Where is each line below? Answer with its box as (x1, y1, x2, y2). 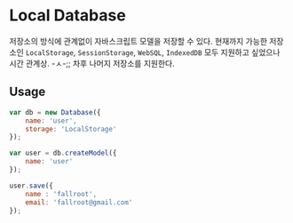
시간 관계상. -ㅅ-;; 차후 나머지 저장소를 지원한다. (9, 58, 175, 68)
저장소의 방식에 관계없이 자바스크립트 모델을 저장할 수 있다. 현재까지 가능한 (9, 36, 268, 46)
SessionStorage (77, 48, 134, 58)
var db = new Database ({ (9, 108, 101, 116)
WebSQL (137, 48, 162, 58)
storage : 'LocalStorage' (25, 124, 117, 133)
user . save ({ (9, 181, 53, 190)
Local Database (9, 5, 126, 26)
